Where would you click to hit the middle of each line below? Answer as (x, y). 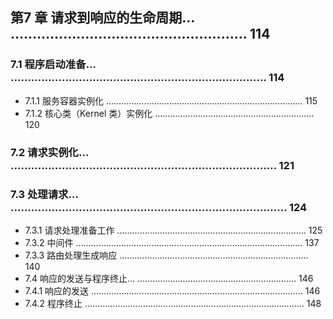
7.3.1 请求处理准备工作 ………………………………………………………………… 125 (173, 230)
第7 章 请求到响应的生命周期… (102, 18)
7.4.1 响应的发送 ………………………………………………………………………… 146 (172, 290)
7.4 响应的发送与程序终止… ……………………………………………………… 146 (169, 278)
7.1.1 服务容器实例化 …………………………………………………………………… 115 (171, 100)
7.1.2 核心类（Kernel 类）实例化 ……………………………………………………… (169, 113)
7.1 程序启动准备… (53, 65)
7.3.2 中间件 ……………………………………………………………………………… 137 (172, 242)
